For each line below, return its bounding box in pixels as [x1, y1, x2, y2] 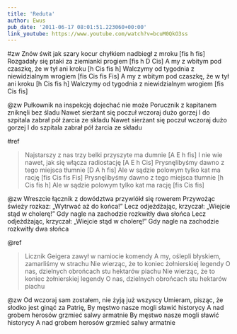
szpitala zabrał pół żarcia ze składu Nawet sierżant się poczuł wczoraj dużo [7, 116, 228, 125]
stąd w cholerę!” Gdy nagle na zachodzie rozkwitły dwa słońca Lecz [7, 209, 207, 218]
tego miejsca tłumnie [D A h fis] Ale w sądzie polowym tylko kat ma [24, 166, 221, 174]
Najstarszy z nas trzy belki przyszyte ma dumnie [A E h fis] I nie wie [24, 151, 223, 159]
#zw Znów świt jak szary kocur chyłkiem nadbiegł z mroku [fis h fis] [7, 50, 205, 58]
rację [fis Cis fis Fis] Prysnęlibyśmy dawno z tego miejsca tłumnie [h [24, 173, 224, 182]
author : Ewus [7, 17, 46, 24]
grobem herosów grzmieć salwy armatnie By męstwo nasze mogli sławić [7, 311, 219, 319]
